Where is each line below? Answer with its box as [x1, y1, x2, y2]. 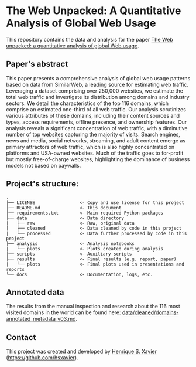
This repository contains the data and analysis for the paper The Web [6, 36, 174, 43]
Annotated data [6, 287, 64, 297]
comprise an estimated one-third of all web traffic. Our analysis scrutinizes [6, 106, 186, 113]
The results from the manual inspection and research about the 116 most [6, 303, 180, 310]
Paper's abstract [6, 59, 68, 69]
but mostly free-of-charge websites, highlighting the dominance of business [6, 155, 190, 162]
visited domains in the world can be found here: [6, 309, 121, 316]
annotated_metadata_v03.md [6, 315, 76, 322]
